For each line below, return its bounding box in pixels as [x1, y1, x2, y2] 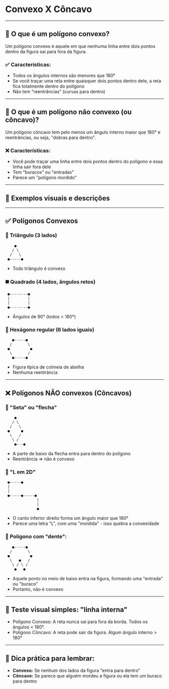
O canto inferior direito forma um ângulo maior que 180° [12, 515, 129, 521]
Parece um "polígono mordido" [12, 175, 77, 181]
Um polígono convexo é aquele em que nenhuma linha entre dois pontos [5, 43, 156, 49]
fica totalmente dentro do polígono [12, 83, 84, 89]
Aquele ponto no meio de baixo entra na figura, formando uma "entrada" [12, 575, 163, 581]
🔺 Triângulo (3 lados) [5, 232, 57, 239]
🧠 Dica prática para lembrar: [5, 654, 95, 663]
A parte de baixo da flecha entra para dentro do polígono [12, 450, 131, 456]
